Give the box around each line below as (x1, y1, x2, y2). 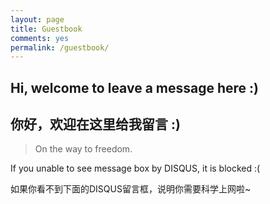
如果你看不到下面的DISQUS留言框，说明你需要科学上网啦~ (10, 183, 252, 195)
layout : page (10, 14, 65, 25)
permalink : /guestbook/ (10, 42, 110, 53)
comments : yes (10, 33, 70, 43)
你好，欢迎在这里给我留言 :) (10, 116, 181, 133)
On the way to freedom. (34, 143, 133, 155)
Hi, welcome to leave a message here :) (10, 79, 259, 96)
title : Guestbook (10, 24, 83, 34)
